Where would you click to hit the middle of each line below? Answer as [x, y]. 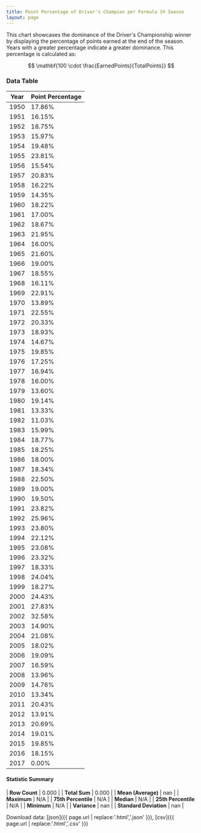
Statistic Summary [30, 779]
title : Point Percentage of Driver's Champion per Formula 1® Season [95, 12]
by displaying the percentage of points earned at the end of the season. [95, 41]
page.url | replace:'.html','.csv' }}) [47, 824]
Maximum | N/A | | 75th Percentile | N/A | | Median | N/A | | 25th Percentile [100, 799]
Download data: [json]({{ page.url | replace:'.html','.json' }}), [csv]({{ [90, 817]
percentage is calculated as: [41, 54]
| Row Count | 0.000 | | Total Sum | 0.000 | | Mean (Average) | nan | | [93, 793]
